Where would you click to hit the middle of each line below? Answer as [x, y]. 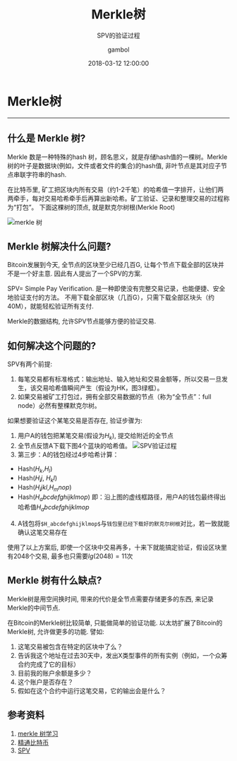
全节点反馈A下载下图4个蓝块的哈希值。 [74, 445]
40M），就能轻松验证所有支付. [50, 306]
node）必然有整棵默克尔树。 [59, 406]
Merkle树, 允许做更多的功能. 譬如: [56, 631]
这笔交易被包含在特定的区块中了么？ [70, 647]
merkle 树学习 [38, 733]
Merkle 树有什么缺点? [55, 580]
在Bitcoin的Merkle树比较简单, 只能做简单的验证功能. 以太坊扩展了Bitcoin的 [115, 623]
